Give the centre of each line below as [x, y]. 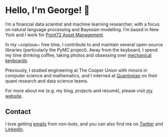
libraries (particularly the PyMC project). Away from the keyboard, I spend [81, 50]
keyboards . [17, 60]
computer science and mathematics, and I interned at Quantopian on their [81, 75]
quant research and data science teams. [47, 81]
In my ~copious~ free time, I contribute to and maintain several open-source [84, 44]
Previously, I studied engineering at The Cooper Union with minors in [76, 70]
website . [14, 96]
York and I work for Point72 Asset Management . [55, 35]
